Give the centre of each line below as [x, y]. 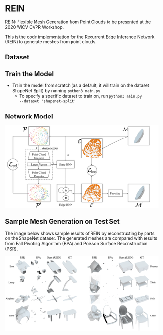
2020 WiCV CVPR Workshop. [35, 27]
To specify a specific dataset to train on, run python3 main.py [81, 96]
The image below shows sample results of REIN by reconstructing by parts [80, 233]
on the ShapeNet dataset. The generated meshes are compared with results [81, 238]
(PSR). [11, 249]
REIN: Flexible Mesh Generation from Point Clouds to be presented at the [78, 22]
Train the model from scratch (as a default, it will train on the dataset [81, 85]
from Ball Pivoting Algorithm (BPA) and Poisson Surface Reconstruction [76, 243]
